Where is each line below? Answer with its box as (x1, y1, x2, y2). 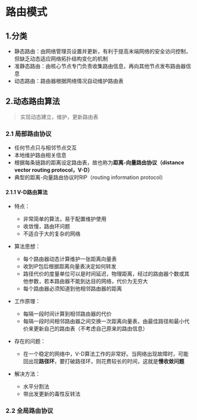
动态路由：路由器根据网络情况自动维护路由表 (14, 78, 124, 84)
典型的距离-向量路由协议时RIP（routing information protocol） (14, 174, 167, 181)
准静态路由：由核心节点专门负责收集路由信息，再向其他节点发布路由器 (14, 63, 186, 69)
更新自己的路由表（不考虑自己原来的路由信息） (33, 325, 148, 332)
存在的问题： (14, 338, 46, 345)
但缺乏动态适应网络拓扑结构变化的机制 (14, 55, 108, 62)
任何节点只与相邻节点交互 (14, 144, 77, 151)
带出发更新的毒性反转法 (23, 390, 81, 397)
